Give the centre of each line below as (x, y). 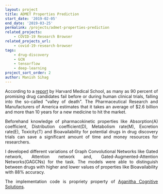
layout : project (21, 9)
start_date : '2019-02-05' (31, 18)
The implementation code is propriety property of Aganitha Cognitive (81, 181)
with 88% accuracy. (25, 172)
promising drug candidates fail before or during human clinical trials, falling (81, 96)
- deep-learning (30, 69)
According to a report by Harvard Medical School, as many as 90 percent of (82, 91)
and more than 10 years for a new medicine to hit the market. (66, 112)
